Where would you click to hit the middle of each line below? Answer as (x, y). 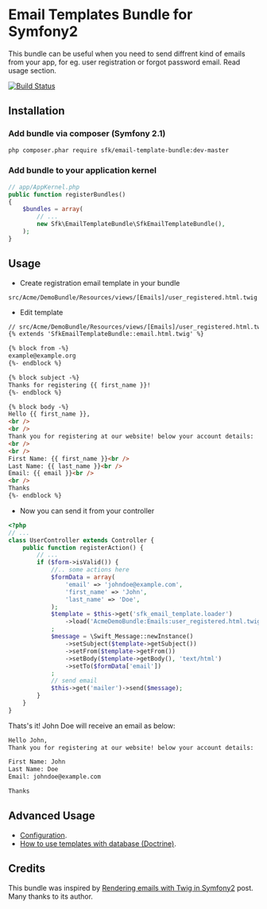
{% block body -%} (39, 407)
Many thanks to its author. (51, 896)
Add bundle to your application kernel (83, 170)
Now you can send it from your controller (87, 510)
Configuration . (43, 835)
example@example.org (43, 356)
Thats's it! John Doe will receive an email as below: (92, 725)
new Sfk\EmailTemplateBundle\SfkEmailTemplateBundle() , (131, 224)
